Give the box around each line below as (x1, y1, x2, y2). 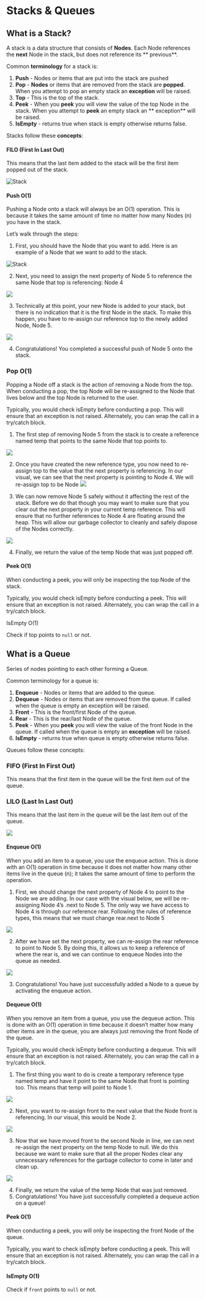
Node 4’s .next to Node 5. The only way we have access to (40, 901, 190, 908)
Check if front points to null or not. (6, 1286, 97, 1293)
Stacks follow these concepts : (6, 132, 84, 139)
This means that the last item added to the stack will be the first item (6, 160, 179, 167)
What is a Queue (6, 649, 70, 659)
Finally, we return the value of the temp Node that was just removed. (15, 1186, 188, 1194)
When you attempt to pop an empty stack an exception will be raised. (15, 88, 192, 95)
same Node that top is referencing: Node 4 (15, 279, 124, 286)
